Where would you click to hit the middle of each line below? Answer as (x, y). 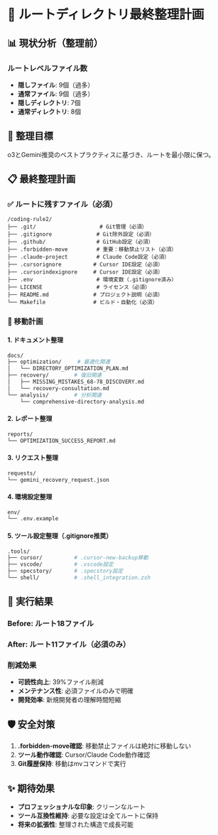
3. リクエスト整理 (33, 458)
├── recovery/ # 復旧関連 (55, 375)
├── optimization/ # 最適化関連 (59, 362)
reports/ (20, 434)
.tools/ (19, 551)
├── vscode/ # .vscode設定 (60, 565)
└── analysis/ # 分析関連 (55, 395)
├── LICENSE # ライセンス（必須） (79, 287)
